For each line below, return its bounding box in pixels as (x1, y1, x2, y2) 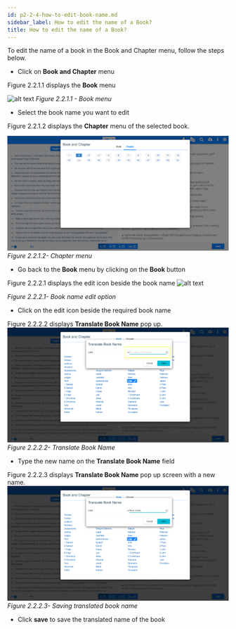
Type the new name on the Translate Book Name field (17, 457, 175, 465)
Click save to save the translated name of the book (17, 616, 165, 624)
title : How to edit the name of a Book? (7, 26, 128, 33)
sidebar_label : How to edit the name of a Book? (7, 18, 152, 26)
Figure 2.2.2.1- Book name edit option (7, 292, 117, 300)
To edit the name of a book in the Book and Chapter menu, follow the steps (7, 46, 225, 55)
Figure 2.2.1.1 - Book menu (35, 95, 112, 103)
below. (7, 53, 27, 63)
